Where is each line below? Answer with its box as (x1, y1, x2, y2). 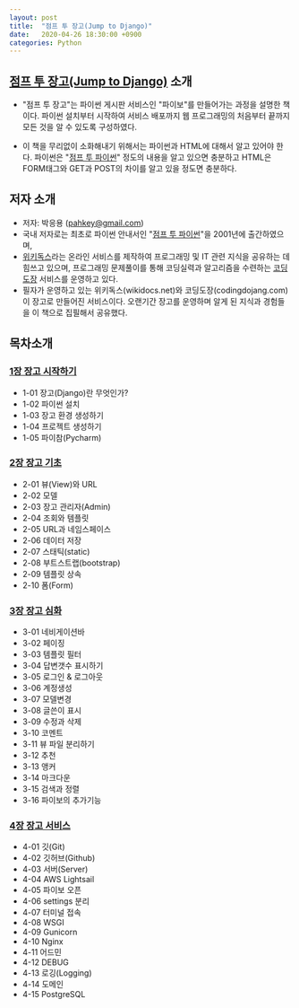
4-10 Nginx (21, 936, 64, 947)
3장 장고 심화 (9, 604, 63, 617)
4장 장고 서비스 (9, 820, 72, 832)
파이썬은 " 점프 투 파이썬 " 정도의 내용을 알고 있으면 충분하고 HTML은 (34, 152, 272, 162)
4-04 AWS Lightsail (21, 874, 95, 885)
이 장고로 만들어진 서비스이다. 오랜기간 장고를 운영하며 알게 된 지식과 (21, 295, 261, 306)
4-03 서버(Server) (21, 863, 89, 875)
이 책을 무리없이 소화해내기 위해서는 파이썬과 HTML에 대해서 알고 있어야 (21, 141, 275, 152)
